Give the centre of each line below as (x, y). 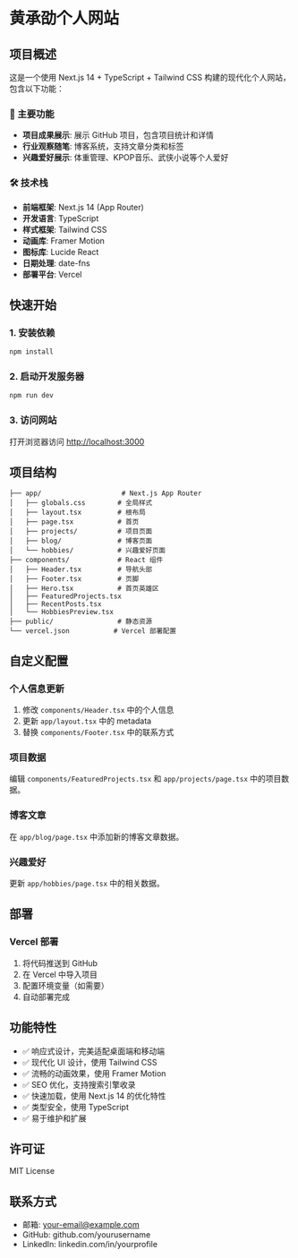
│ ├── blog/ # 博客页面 (81, 541)
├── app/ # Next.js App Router (106, 493)
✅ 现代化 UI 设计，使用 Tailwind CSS (90, 1062)
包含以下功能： (37, 89)
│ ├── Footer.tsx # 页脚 (74, 579)
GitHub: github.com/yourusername (86, 1235)
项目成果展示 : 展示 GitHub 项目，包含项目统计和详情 (118, 135)
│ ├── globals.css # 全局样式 (81, 503)
